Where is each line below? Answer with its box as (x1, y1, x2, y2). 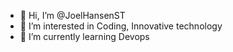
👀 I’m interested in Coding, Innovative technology (19, 20, 223, 32)
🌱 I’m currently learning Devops (19, 31, 150, 42)
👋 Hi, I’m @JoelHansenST (19, 10, 126, 21)
